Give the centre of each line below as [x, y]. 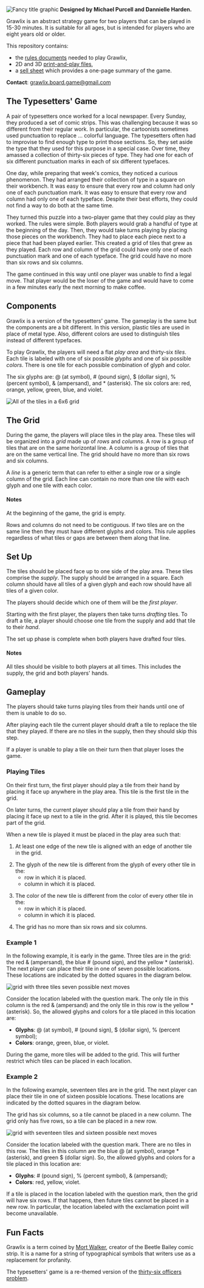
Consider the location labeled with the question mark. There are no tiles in [99, 1145]
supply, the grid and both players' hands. [58, 673]
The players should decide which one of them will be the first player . [92, 602]
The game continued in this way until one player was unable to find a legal [99, 274]
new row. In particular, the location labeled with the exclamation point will [98, 1207]
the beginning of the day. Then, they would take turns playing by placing [97, 230]
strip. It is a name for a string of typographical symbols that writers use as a [101, 1254]
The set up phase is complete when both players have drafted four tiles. [96, 639]
